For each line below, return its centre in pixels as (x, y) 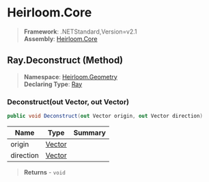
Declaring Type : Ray (53, 84)
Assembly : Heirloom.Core (60, 38)
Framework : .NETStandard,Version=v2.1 (80, 31)
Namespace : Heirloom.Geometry (70, 77)
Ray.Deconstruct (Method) (65, 61)
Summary (89, 133)
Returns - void (45, 172)
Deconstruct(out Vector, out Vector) (68, 102)
